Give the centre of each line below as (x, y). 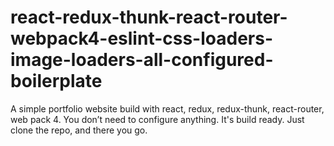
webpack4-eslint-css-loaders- (141, 38)
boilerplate (56, 81)
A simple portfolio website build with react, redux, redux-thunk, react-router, (167, 108)
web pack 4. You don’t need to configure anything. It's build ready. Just (157, 119)
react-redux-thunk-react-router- (149, 17)
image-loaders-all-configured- (142, 60)
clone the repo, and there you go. (79, 130)
